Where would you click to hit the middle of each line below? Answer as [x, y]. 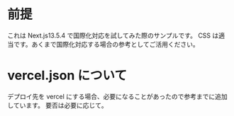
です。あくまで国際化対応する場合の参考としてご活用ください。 [106, 44]
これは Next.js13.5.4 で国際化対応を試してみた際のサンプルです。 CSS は [113, 35]
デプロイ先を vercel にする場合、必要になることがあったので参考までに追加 [118, 96]
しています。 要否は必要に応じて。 [57, 105]
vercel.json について [67, 76]
